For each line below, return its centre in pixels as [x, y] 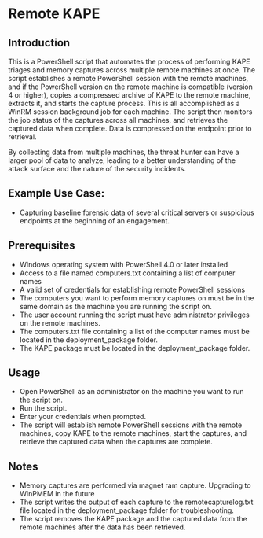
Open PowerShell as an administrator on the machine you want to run [132, 392]
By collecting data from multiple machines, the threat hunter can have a [124, 152]
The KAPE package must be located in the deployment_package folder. [135, 348]
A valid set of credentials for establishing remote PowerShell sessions [132, 289]
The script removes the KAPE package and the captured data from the [133, 519]
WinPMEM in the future [57, 494]
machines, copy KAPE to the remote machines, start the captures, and [133, 433]
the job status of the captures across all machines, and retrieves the [118, 120]
